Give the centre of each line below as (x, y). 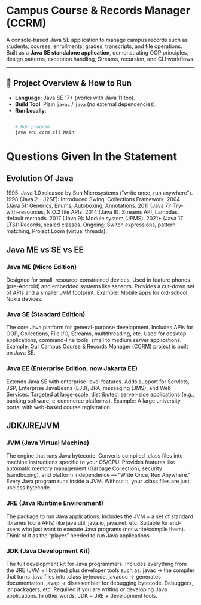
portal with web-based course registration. (59, 407)
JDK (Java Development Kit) (48, 550)
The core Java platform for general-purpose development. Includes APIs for (100, 328)
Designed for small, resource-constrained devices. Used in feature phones (98, 280)
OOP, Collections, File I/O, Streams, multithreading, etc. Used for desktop (96, 334)
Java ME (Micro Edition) (41, 267)
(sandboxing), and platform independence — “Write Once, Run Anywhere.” (98, 475)
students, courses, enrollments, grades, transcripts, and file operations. (94, 46)
